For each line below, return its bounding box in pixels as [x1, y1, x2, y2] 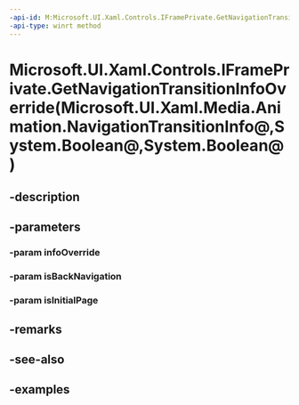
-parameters [9, 220, 81, 235]
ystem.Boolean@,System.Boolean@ [9, 135, 285, 156]
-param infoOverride [9, 247, 101, 259]
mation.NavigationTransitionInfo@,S [9, 117, 285, 136]
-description [9, 190, 80, 205]
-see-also [9, 352, 65, 368]
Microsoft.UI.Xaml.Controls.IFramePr [9, 60, 290, 80]
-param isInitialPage [9, 295, 99, 307]
